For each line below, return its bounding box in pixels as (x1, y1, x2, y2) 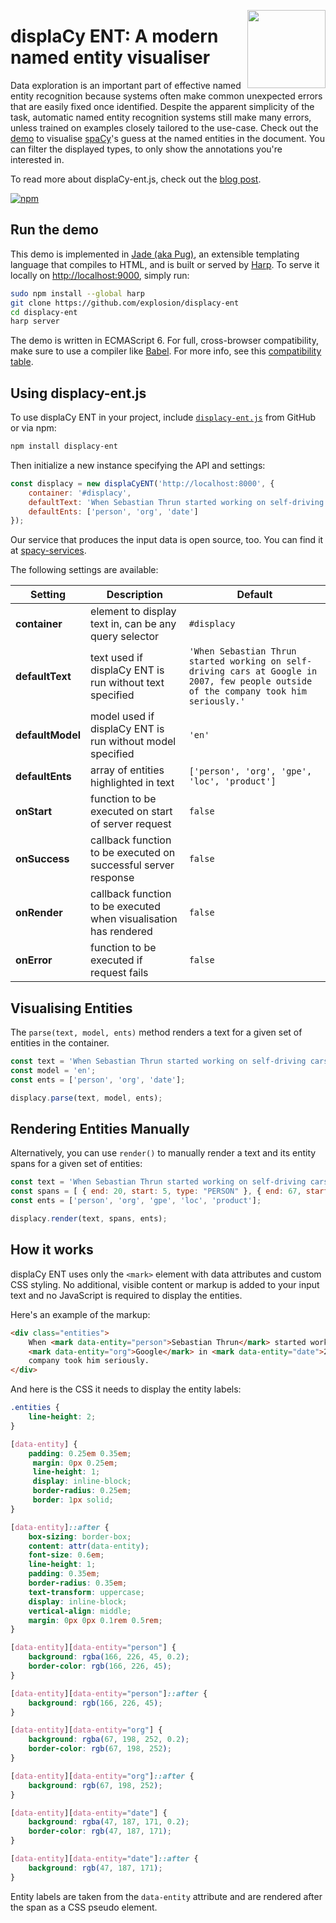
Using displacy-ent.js (10, 385, 147, 402)
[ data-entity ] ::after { (10, 1522, 110, 1532)
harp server (10, 316, 60, 327)
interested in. (10, 153, 65, 165)
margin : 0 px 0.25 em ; (32, 1458, 118, 1468)
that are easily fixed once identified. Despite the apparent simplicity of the (10, 100, 315, 112)
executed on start (90, 805, 173, 819)
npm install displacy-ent (10, 441, 118, 452)
